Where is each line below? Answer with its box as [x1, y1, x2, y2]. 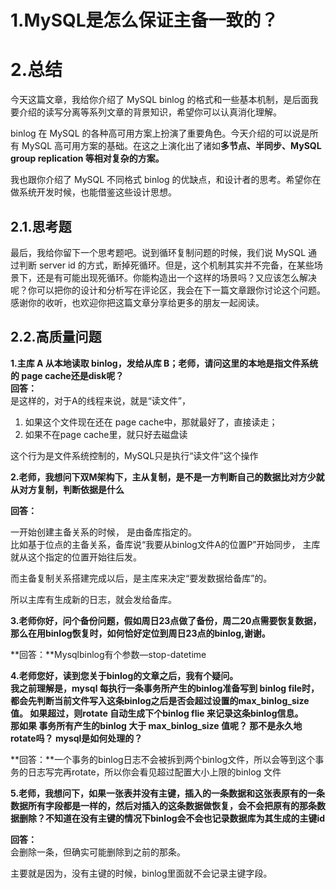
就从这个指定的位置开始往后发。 [10, 551, 142, 563]
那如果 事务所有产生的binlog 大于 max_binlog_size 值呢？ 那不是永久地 [10, 719, 303, 731]
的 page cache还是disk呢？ [10, 369, 125, 381]
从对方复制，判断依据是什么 [10, 483, 125, 495]
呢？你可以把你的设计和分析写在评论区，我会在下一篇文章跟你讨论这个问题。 [10, 284, 326, 296]
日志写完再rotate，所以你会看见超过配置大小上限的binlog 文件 [27, 766, 282, 778]
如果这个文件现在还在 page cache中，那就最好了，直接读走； [24, 416, 278, 428]
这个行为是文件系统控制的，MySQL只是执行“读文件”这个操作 [10, 449, 259, 461]
